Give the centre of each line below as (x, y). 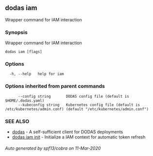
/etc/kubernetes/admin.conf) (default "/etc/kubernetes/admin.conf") (77, 109)
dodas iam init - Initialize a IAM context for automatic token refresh (79, 137)
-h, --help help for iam (37, 74)
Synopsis (16, 32)
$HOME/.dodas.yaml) (25, 101)
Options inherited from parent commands (55, 86)
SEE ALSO (17, 121)
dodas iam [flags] (24, 52)
